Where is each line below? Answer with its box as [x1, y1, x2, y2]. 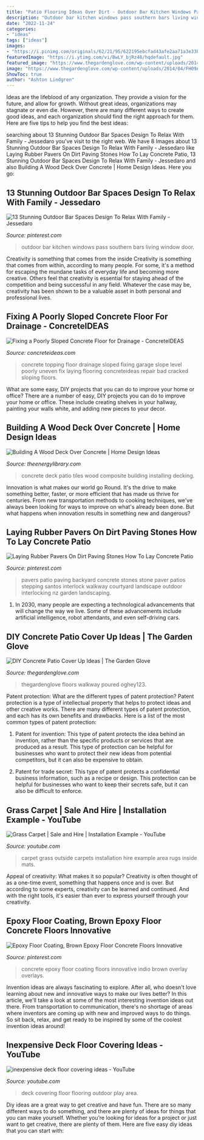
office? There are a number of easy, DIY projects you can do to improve [6, 392, 186, 399]
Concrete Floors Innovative [6, 926, 111, 936]
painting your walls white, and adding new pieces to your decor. [6, 405, 166, 412]
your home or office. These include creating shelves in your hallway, [6, 398, 177, 405]
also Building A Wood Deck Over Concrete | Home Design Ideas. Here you [6, 164, 192, 171]
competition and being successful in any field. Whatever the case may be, [6, 281, 192, 288]
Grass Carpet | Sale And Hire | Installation [6, 805, 167, 816]
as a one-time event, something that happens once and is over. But [6, 879, 174, 886]
